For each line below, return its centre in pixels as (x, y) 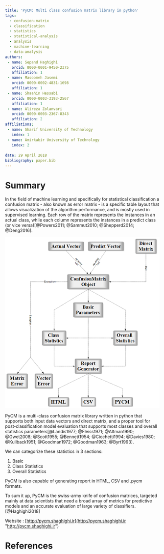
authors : (14, 57)
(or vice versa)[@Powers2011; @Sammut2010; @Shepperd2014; (70, 225)
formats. (13, 486)
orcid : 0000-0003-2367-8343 (40, 114)
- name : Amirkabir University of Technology (53, 140)
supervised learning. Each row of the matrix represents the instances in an (80, 215)
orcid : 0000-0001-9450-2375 (40, 67)
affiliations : (20, 125)
